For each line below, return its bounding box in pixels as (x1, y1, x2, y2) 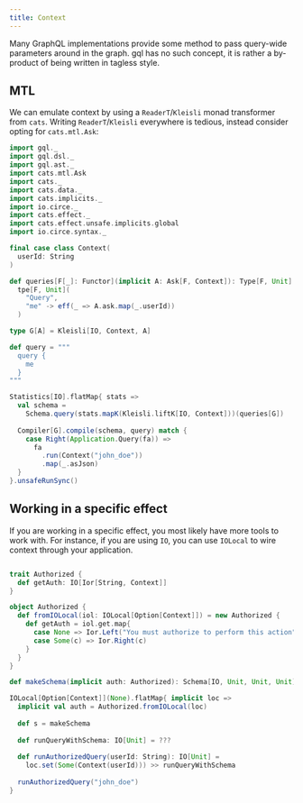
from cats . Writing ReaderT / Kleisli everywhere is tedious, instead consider (9, 116, 289, 127)
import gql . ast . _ (9, 160, 75, 169)
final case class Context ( (9, 244, 111, 253)
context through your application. (9, 544, 133, 555)
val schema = (17, 401, 67, 410)
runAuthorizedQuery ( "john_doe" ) (17, 778, 140, 787)
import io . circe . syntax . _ (9, 227, 106, 237)
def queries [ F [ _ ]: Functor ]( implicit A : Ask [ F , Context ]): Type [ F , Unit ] (9, 277, 293, 286)
